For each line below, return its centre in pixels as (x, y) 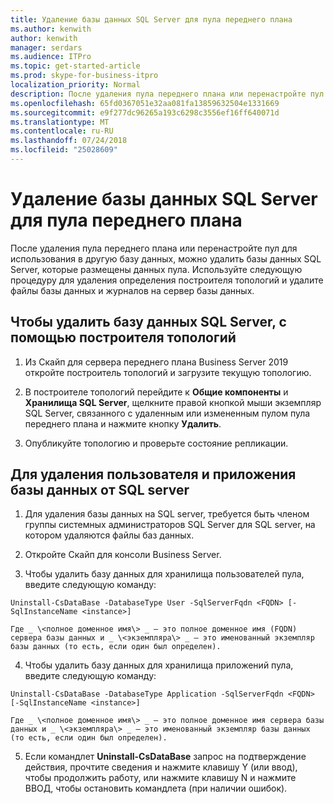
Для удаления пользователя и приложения (153, 474)
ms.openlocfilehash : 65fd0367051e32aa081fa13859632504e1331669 (145, 103)
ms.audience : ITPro (51, 57)
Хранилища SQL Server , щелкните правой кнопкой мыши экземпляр (173, 402)
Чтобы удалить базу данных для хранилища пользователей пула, (164, 574)
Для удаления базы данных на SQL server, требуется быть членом (167, 514)
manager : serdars (46, 47)
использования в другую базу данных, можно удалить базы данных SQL (166, 258)
